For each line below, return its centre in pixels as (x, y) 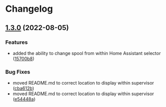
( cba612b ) (23, 88)
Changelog (29, 9)
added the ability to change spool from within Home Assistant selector (87, 53)
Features (17, 42)
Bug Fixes (18, 72)
